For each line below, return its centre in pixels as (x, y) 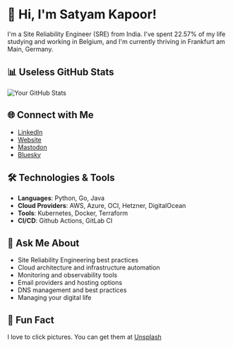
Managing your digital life (54, 298)
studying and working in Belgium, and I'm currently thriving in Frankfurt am (116, 41)
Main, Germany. (30, 49)
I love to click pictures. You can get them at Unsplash (85, 337)
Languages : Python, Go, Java (61, 198)
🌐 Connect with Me (50, 115)
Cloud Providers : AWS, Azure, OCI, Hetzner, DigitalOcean (102, 206)
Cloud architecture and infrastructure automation (89, 267)
